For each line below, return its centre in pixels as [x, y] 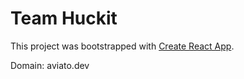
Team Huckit [64, 18]
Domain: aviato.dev [50, 65]
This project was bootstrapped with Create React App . [122, 46]
